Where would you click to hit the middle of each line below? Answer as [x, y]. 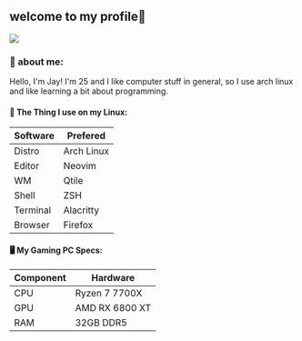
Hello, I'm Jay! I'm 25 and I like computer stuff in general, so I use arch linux [151, 82]
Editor [26, 166]
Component [40, 277]
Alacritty [81, 210]
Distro [27, 151]
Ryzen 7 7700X [109, 293]
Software [34, 135]
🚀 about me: [36, 62]
